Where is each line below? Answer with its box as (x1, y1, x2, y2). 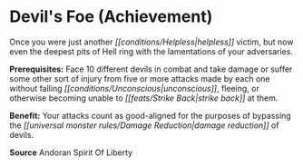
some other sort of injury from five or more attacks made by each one (9, 73, 270, 83)
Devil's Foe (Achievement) (9, 6, 213, 27)
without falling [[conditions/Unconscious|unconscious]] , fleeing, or (9, 83, 260, 93)
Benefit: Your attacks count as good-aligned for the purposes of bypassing (9, 110, 292, 121)
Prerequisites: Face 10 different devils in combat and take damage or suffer (9, 64, 293, 74)
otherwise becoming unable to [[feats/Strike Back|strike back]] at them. (9, 93, 279, 103)
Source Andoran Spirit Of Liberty (9, 147, 133, 158)
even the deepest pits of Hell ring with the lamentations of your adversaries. (9, 45, 293, 56)
